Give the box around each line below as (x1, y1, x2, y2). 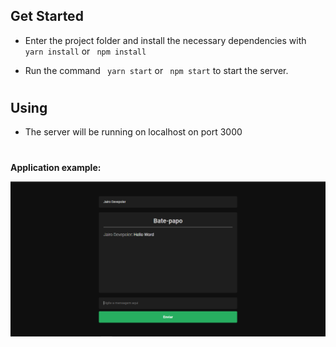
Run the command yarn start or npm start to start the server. (24, 64, 289, 76)
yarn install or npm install (24, 45, 147, 57)
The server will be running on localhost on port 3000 (24, 126, 243, 138)
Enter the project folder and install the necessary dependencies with (24, 34, 307, 46)
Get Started (10, 8, 84, 25)
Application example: (10, 161, 102, 173)
